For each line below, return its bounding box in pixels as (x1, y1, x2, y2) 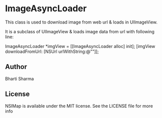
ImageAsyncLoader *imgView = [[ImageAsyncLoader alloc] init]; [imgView (5, 43, 156, 49)
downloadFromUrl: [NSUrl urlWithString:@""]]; (5, 48, 99, 54)
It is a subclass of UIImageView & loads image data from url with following (5, 28, 155, 34)
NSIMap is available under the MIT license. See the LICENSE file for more (5, 103, 153, 109)
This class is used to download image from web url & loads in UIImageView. (5, 19, 158, 25)
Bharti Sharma (5, 75, 34, 81)
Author (5, 63, 27, 71)
